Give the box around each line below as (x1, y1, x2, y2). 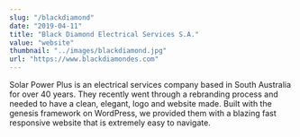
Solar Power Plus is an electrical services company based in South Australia (9, 80, 291, 90)
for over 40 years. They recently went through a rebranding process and (9, 89, 278, 99)
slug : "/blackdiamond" (9, 13, 95, 22)
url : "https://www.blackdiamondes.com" (9, 55, 159, 64)
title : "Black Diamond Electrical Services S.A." (9, 30, 200, 39)
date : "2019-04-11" (9, 21, 83, 30)
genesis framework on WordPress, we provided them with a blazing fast (9, 108, 277, 118)
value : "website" (9, 38, 75, 47)
